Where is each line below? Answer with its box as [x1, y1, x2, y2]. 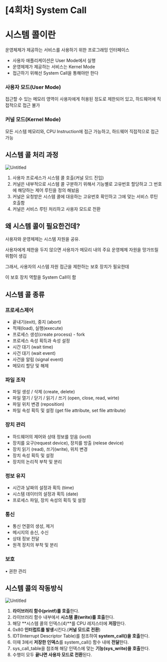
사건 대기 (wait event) [12, 350, 56, 356]
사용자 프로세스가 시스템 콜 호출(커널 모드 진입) [12, 175, 104, 181]
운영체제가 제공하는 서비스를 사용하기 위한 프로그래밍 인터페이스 [5, 47, 130, 53]
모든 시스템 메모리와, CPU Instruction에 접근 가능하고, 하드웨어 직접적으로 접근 [5, 128, 159, 134]
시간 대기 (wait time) [12, 344, 53, 350]
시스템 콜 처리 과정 [5, 151, 58, 159]
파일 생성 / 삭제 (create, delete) [12, 389, 75, 395]
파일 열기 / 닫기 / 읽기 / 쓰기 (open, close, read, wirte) [12, 395, 119, 401]
